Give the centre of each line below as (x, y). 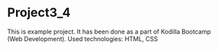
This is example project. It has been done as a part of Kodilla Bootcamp (109, 32)
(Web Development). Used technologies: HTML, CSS (83, 38)
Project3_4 (39, 13)
